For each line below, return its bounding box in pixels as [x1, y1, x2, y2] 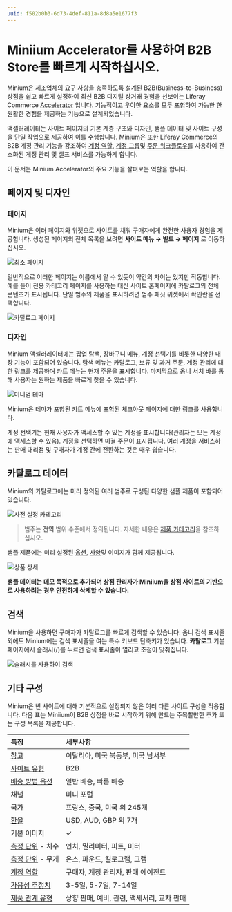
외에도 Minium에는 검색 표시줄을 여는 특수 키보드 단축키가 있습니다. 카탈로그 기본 [7, 637, 225, 645]
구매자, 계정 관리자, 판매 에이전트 [65, 867, 166, 877]
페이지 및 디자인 [7, 187, 70, 198]
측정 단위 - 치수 [10, 841, 59, 851]
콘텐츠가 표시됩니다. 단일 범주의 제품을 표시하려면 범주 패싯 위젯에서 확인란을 [7, 290, 214, 298]
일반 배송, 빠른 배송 [65, 777, 124, 786]
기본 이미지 [10, 828, 45, 838]
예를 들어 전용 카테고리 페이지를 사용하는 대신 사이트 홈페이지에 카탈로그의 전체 [7, 281, 220, 290]
